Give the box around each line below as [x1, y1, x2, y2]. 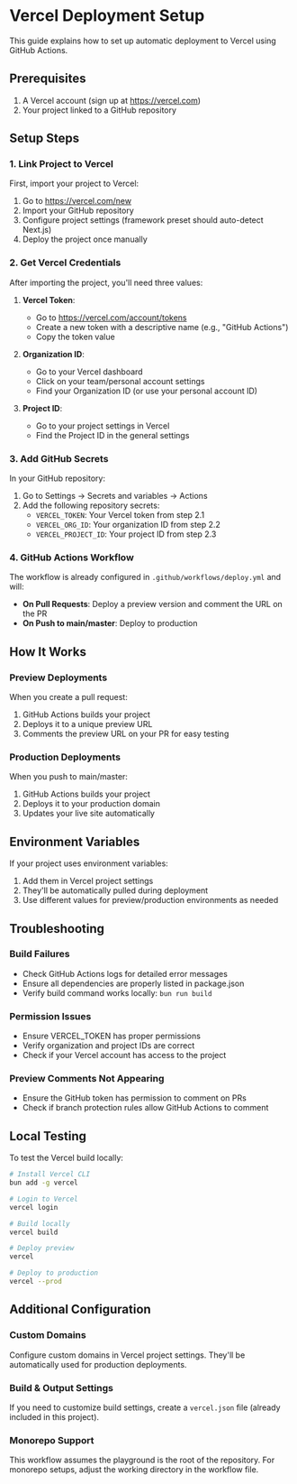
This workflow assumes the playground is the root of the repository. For [9, 1454, 275, 1466]
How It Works [9, 644, 87, 659]
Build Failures [9, 948, 70, 961]
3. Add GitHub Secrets [9, 452, 109, 465]
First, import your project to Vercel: [9, 178, 139, 189]
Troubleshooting [9, 921, 105, 936]
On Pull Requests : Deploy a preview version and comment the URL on [22, 599, 283, 610]
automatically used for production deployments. [9, 1359, 187, 1369]
